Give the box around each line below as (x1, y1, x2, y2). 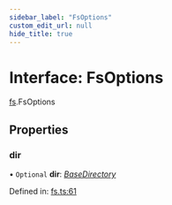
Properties (9, 122, 69, 137)
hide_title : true (9, 29, 73, 38)
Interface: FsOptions (9, 67, 164, 87)
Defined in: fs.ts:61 (9, 186, 77, 196)
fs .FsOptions (9, 96, 56, 107)
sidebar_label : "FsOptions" (9, 12, 113, 22)
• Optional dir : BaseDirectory (9, 169, 116, 179)
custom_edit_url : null (9, 21, 93, 30)
